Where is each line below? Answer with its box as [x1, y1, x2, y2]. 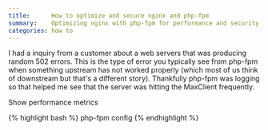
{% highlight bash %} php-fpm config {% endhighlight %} [8, 113, 199, 123]
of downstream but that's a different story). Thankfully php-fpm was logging [8, 73, 260, 84]
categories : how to [8, 26, 74, 34]
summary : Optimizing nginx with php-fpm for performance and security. [8, 19, 263, 27]
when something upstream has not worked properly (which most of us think [8, 65, 258, 75]
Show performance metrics [8, 97, 98, 108]
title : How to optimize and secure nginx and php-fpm [8, 11, 210, 20]
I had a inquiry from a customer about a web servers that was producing [8, 49, 246, 58]
